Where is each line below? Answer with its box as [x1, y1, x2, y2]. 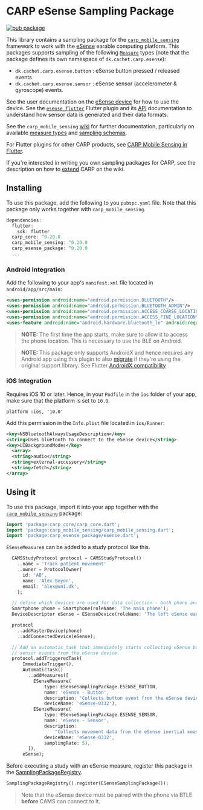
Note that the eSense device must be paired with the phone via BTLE [21, 791, 193, 798]
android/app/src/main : [6, 286, 62, 293]
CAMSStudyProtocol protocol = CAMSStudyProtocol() [11, 555, 142, 561]
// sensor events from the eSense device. [11, 650, 120, 656]
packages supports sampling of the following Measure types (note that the [6, 48, 189, 56]
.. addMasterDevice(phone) [17, 628, 83, 634]
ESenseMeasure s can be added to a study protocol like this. [6, 544, 150, 551]
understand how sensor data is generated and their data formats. [6, 111, 169, 118]
